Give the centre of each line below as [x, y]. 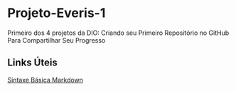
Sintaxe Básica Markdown [45, 80]
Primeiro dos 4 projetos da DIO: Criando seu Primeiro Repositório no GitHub [118, 33]
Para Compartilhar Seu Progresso [57, 40]
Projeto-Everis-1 [57, 13]
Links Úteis [33, 63]
